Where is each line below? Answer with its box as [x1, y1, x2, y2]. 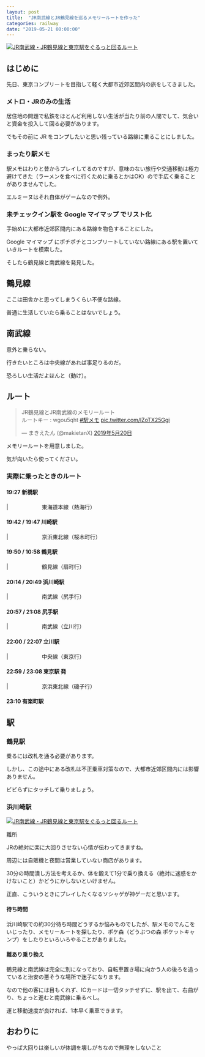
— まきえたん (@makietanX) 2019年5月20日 [21, 429, 133, 437]
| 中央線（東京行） [6, 653, 85, 660]
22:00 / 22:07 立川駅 [6, 637, 60, 645]
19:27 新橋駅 [6, 488, 39, 495]
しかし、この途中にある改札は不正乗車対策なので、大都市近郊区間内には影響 [6, 765, 199, 773]
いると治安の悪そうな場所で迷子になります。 [11, 973, 124, 981]
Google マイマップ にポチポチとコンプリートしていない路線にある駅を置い [6, 238, 193, 245]
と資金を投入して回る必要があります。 [6, 120, 103, 127]
